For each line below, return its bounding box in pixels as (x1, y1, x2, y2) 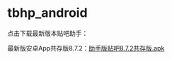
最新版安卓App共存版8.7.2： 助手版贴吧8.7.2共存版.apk (7, 44, 165, 52)
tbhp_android (7, 5, 88, 21)
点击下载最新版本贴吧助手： (7, 29, 88, 37)
